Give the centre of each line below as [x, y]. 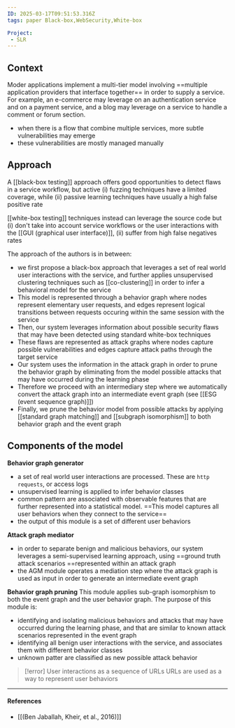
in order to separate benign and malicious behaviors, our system [110, 548]
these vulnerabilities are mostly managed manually [91, 143]
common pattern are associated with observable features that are [112, 499]
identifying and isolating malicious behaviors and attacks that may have [120, 620]
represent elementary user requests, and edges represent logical [111, 304]
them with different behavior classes [70, 650]
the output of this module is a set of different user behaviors [104, 521]
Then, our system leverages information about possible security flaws [118, 327]
